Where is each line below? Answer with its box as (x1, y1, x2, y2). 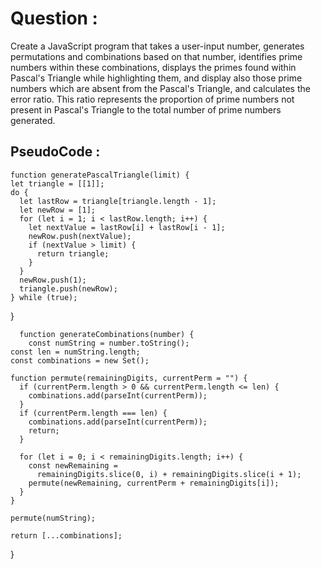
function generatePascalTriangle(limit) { (10, 170, 190, 180)
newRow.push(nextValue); (28, 231, 132, 241)
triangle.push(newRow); (19, 283, 118, 294)
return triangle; (36, 248, 110, 259)
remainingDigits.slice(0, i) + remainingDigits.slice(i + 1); (36, 469, 302, 479)
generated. (10, 114, 56, 126)
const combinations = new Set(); (10, 355, 150, 366)
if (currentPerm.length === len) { (19, 408, 168, 418)
